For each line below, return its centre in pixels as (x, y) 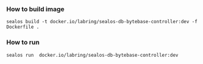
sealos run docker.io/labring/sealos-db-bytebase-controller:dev (92, 55)
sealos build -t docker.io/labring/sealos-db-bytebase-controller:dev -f (102, 22)
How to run (23, 43)
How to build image (36, 9)
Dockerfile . (23, 27)
